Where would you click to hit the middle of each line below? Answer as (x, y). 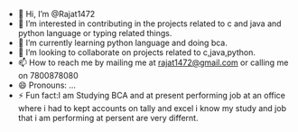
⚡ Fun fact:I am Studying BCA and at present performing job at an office (152, 95)
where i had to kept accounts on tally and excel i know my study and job (152, 108)
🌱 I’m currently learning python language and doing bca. (122, 42)
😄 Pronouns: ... (47, 85)
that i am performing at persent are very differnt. (108, 118)
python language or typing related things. (95, 33)
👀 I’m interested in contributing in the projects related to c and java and (149, 24)
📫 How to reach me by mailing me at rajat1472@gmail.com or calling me (153, 62)
